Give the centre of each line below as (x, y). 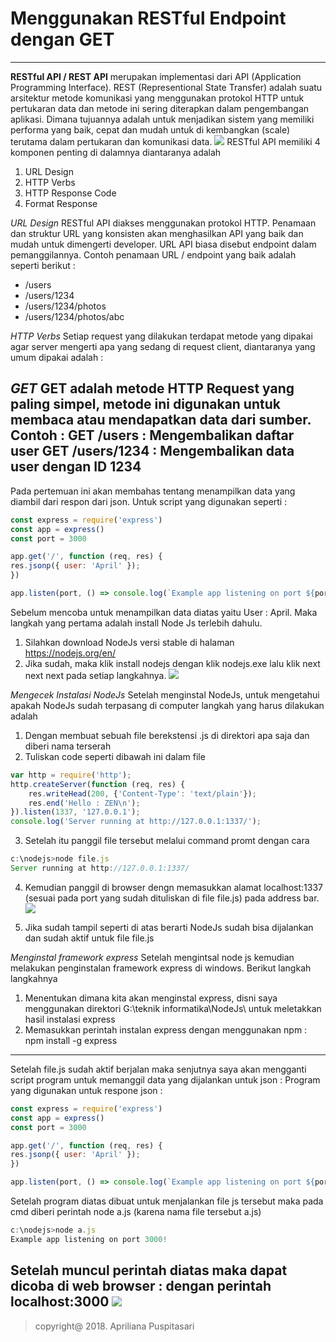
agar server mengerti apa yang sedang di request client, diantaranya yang (163, 346)
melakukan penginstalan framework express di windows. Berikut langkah (161, 968)
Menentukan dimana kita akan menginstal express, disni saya (151, 998)
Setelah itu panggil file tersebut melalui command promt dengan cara (167, 841)
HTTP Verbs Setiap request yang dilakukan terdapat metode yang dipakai (161, 336)
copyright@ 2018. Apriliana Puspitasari (114, 1326)
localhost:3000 (60, 1302)
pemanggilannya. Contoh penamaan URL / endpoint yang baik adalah (153, 254)
